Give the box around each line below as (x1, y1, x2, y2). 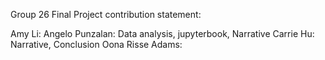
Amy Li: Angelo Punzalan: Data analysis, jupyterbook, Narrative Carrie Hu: (10, 28, 315, 39)
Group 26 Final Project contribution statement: (10, 9, 202, 20)
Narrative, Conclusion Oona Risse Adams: (10, 39, 183, 50)
